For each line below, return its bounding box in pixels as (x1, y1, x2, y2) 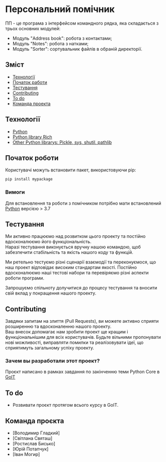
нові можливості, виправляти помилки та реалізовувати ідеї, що (5, 339, 144, 345)
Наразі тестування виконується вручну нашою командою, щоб (5, 244, 141, 250)
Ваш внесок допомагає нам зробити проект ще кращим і (5, 329, 128, 335)
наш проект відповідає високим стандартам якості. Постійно (5, 264, 137, 270)
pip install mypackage (5, 177, 53, 182)
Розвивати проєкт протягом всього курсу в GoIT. (12, 402, 119, 408)
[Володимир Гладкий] (12, 430, 60, 436)
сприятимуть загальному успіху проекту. (5, 345, 95, 351)
